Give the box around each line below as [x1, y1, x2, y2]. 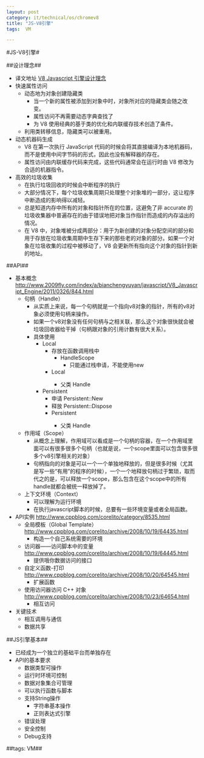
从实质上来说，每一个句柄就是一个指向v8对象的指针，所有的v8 [33, 303, 190, 310]
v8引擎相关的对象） [44, 452, 93, 460]
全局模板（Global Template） [24, 521, 97, 528]
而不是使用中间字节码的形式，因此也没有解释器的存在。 [24, 151, 163, 158]
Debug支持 [24, 732, 52, 740]
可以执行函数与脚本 [24, 687, 73, 695]
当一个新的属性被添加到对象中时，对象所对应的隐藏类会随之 [33, 97, 183, 105]
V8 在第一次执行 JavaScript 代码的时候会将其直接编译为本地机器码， [24, 143, 195, 151]
